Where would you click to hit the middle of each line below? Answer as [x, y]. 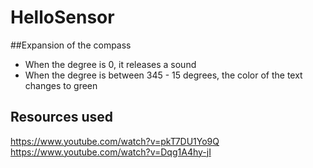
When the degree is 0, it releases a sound [110, 64]
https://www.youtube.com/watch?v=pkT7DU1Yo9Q [115, 141]
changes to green [61, 85]
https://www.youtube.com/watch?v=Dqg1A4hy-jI [111, 152]
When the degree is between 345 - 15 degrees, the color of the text [163, 75]
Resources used [61, 117]
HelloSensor [62, 17]
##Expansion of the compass [71, 45]
